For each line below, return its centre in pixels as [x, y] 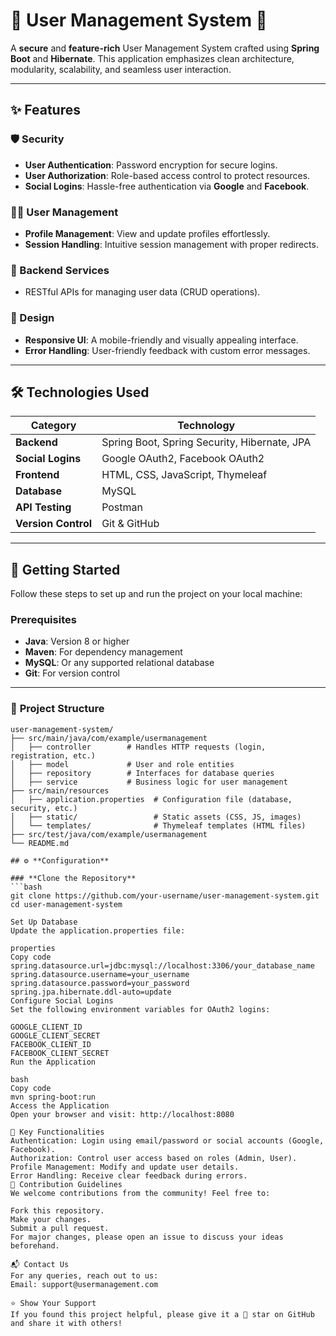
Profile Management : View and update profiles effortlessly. [147, 233]
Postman [122, 507]
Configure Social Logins [62, 1000]
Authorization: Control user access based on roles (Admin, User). [154, 1158]
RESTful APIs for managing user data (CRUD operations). [142, 292]
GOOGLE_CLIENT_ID [46, 1027]
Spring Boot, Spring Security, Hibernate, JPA [206, 442]
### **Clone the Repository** [73, 878]
